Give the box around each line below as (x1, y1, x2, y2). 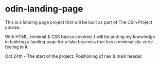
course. (5, 24, 20, 30)
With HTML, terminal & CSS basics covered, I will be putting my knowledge (5, 34, 155, 39)
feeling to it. (5, 44, 29, 50)
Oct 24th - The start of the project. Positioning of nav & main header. (5, 53, 143, 59)
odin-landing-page (5, 3, 84, 14)
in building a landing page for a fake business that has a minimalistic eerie (5, 38, 153, 44)
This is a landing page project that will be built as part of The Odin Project (5, 19, 153, 25)
